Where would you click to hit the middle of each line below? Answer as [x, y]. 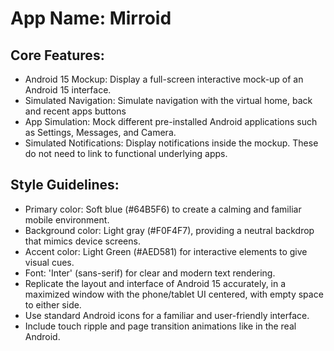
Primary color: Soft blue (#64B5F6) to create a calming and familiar [163, 209]
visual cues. [49, 262]
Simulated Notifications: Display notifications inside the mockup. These [171, 143]
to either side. [53, 304]
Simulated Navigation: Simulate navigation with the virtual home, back [168, 100]
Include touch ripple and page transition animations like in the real [160, 326]
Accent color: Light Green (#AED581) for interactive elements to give [166, 251]
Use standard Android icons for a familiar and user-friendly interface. [167, 315]
